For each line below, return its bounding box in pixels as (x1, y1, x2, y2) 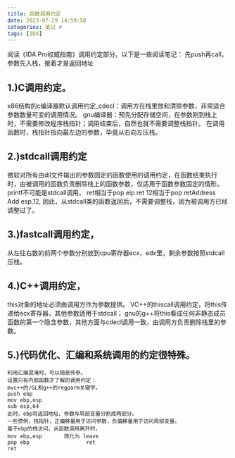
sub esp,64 (7, 403, 39, 410)
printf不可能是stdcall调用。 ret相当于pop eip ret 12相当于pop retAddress (7, 188, 216, 197)
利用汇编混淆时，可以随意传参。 (7, 369, 87, 377)
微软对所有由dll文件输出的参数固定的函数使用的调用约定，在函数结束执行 (7, 171, 218, 179)
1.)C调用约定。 (7, 82, 72, 94)
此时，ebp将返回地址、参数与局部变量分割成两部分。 (7, 410, 137, 418)
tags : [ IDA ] (7, 30, 42, 37)
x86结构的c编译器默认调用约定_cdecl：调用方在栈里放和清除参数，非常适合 (7, 101, 226, 110)
